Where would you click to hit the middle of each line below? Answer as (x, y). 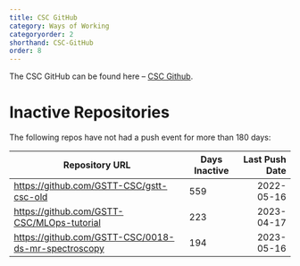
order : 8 (25, 51)
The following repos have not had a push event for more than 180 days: (140, 137)
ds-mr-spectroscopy (59, 249)
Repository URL (97, 165)
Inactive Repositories (89, 112)
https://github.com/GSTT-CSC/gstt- (91, 186)
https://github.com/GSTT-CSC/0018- (94, 237)
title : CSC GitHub (43, 17)
